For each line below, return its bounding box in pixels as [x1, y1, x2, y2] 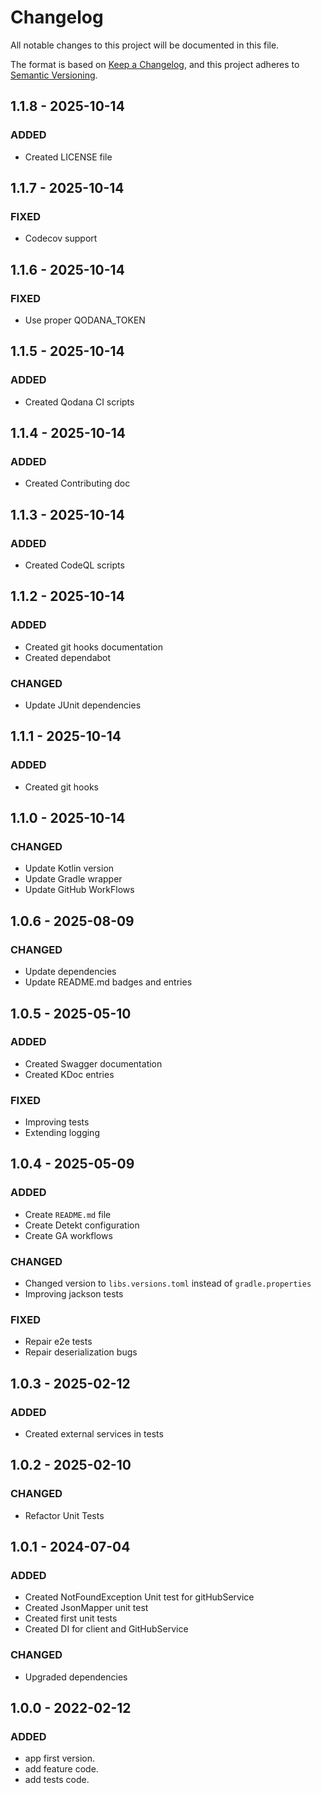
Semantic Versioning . [10, 69, 98, 81]
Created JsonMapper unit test [24, 1602, 149, 1614]
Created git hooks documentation [24, 641, 163, 653]
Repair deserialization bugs [24, 1346, 138, 1358]
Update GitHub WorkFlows [24, 884, 135, 896]
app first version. [24, 1752, 95, 1765]
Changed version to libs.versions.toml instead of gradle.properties [24, 1277, 312, 1290]
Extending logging [24, 1127, 100, 1139]
